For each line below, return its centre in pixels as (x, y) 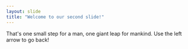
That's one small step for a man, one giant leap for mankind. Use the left (94, 33)
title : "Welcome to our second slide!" (55, 17)
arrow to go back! (27, 40)
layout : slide (24, 11)
